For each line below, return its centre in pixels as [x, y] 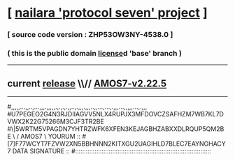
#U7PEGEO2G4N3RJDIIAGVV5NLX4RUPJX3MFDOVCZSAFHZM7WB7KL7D [115, 114]
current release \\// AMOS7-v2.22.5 [87, 83]
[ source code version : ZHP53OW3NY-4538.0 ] [90, 35]
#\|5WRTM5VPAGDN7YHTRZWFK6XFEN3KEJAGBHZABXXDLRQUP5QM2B [116, 129]
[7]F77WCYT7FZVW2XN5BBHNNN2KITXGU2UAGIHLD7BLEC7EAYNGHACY [116, 144]
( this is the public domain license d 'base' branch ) [94, 54]
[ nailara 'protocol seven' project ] [107, 13]
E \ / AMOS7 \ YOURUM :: [44, 137]
